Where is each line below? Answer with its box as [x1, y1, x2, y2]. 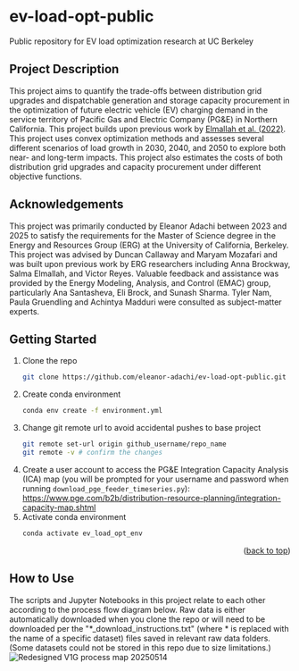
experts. [9, 306, 40, 316]
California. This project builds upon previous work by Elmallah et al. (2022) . [9, 123, 287, 134]
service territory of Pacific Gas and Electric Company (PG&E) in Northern [9, 113, 278, 124]
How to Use [9, 571, 75, 586]
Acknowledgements [9, 197, 124, 212]
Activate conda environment [21, 511, 127, 522]
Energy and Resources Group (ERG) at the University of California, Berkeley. [9, 239, 289, 250]
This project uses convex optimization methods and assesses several [9, 132, 265, 144]
